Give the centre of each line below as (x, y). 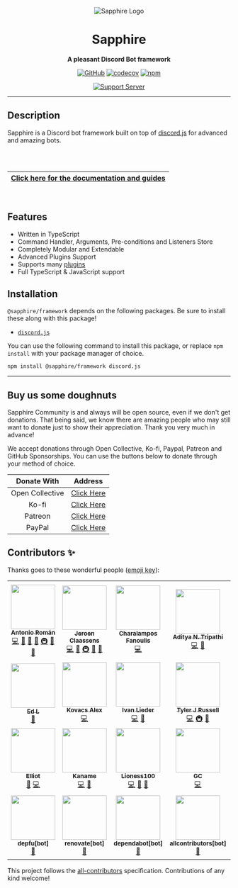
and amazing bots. (34, 140)
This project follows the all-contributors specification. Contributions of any (116, 870)
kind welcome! (29, 878)
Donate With (38, 481)
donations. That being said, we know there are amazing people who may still (119, 420)
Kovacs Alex (84, 710)
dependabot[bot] (138, 844)
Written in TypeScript (49, 234)
